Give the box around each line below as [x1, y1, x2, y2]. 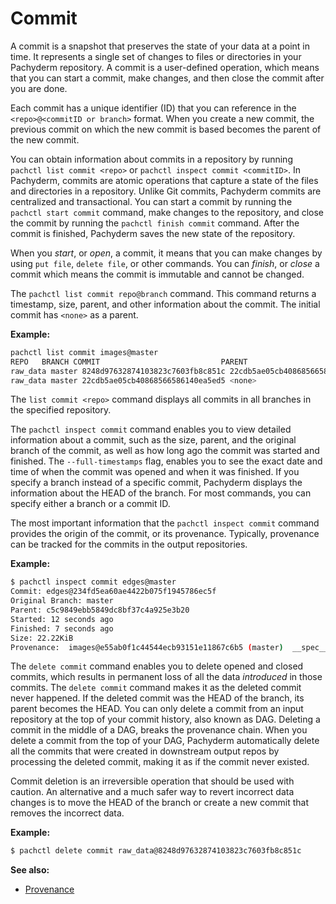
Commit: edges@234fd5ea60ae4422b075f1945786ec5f [10, 587, 217, 597]
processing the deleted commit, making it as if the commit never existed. [10, 756, 310, 768]
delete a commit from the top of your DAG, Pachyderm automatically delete [10, 735, 320, 747]
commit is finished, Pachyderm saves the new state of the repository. [10, 227, 296, 239]
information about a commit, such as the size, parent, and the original [10, 434, 297, 446]
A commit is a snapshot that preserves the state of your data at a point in [10, 40, 311, 52]
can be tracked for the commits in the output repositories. [10, 538, 248, 551]
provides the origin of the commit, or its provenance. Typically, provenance [10, 528, 320, 540]
